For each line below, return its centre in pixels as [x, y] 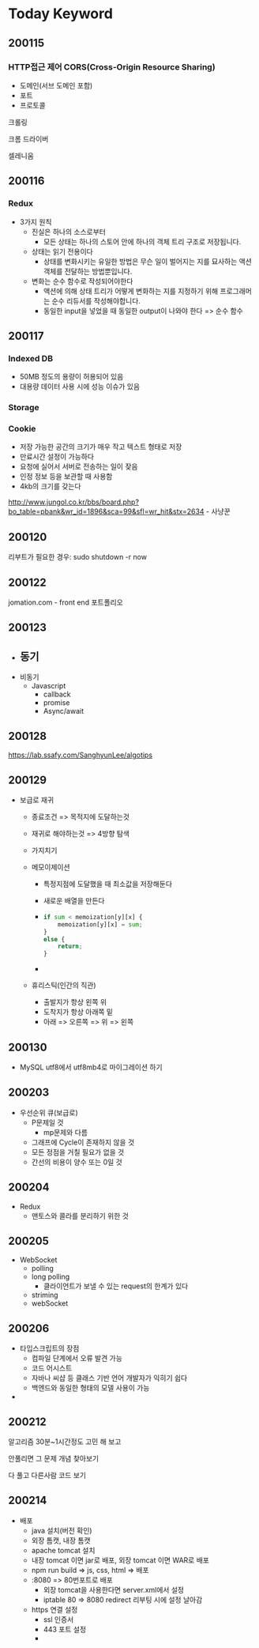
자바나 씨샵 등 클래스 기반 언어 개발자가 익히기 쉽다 [109, 1378]
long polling [51, 1277]
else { [54, 939]
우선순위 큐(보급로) [49, 1112]
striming [45, 1295]
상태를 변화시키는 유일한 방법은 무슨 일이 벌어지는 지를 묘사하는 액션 [148, 261]
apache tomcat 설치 [63, 1550]
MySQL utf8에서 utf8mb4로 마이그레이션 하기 [91, 1067]
